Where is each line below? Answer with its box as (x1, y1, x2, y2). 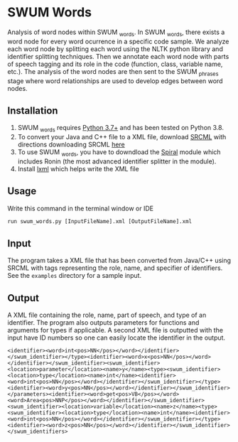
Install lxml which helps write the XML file (17, 164, 140, 173)
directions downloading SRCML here (17, 140, 126, 149)
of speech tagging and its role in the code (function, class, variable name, (7, 60, 223, 68)
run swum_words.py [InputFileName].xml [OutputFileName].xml (7, 217, 193, 225)
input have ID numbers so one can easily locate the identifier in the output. (7, 333, 226, 342)
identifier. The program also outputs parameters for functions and (7, 318, 200, 327)
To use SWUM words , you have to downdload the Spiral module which (17, 148, 222, 158)
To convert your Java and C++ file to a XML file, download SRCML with (17, 133, 227, 141)
